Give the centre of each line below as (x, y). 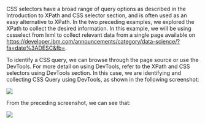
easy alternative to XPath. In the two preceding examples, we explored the (100, 22)
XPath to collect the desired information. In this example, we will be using (99, 28)
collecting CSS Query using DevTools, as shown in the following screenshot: (103, 79)
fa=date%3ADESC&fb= (36, 48)
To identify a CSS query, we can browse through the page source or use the (102, 60)
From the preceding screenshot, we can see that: (68, 103)
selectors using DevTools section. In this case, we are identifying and (94, 73)
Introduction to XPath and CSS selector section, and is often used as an (97, 15)
